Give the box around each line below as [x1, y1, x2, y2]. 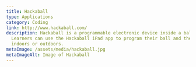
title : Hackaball [6, 8, 48, 15]
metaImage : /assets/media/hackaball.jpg [6, 47, 106, 52]
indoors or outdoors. [11, 41, 64, 47]
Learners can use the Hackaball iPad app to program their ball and [11, 36, 181, 41]
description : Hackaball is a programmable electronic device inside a [6, 30, 181, 36]
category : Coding [6, 19, 48, 25]
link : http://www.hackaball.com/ [6, 24, 87, 31]
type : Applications [6, 14, 54, 20]
